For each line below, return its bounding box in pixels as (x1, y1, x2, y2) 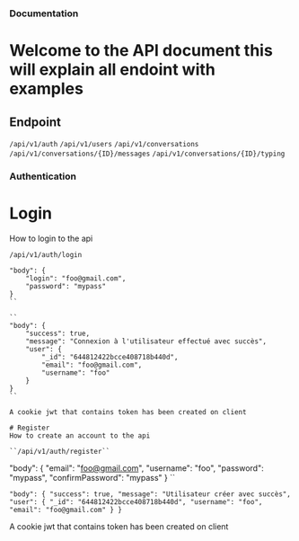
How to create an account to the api (9, 430, 151, 440)
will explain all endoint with (9, 59, 215, 80)
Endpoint (9, 114, 61, 129)
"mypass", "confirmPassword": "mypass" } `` (9, 472, 175, 483)
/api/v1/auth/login (9, 250, 83, 259)
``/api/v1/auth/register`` (9, 447, 110, 456)
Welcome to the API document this (9, 40, 274, 61)
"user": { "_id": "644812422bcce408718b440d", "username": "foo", (9, 497, 263, 506)
